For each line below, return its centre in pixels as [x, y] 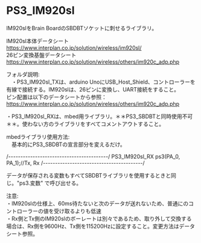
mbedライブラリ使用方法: [38, 136]
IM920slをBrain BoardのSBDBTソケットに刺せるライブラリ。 [82, 28]
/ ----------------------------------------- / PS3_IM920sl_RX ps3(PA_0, [93, 156]
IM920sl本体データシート [38, 41]
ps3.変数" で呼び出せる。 [50, 183]
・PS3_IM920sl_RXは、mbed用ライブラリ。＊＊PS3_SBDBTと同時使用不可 [100, 116]
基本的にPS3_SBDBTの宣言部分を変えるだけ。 [68, 144]
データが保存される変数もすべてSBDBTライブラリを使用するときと [89, 175]
